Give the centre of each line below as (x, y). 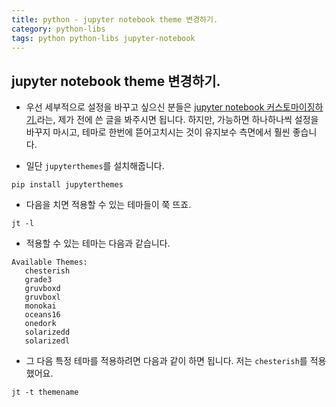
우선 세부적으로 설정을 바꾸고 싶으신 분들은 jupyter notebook (145, 107)
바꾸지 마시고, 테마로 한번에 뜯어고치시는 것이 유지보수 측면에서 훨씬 (158, 132)
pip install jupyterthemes (67, 185)
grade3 (38, 280)
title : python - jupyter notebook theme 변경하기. (115, 19)
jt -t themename (45, 392)
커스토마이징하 (295, 107)
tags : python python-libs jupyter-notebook (103, 38)
